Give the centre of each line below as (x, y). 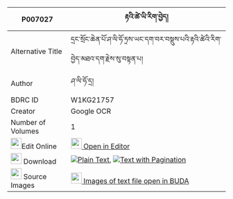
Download (40, 161)
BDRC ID (25, 100)
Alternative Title (36, 51)
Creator (23, 111)
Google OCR (91, 111)
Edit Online (40, 146)
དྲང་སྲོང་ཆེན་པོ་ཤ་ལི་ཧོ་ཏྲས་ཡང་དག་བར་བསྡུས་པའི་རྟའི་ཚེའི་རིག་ (146, 39)
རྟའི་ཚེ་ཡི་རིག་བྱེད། (146, 17)
